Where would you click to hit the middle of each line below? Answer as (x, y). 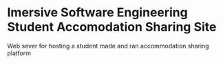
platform (19, 53)
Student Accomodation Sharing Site (112, 27)
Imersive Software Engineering (97, 13)
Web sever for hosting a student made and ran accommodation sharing (108, 46)
